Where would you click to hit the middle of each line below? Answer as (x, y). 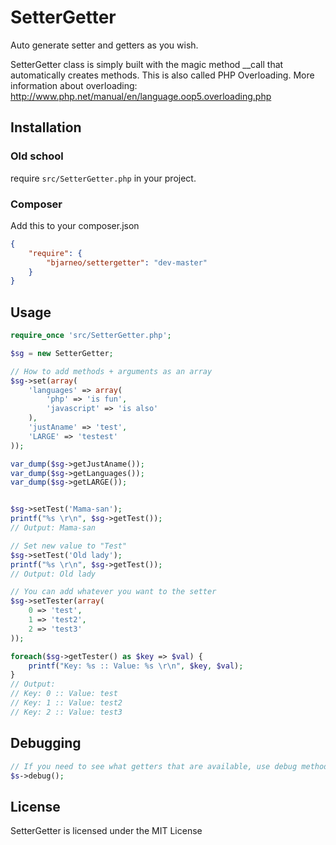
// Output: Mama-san (53, 528)
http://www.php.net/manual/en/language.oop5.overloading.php (141, 96)
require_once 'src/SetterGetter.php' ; (91, 336)
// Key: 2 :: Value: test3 (66, 712)
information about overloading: (74, 85)
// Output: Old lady (53, 574)
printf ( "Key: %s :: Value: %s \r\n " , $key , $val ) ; (136, 666)
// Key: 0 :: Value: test (64, 694)
